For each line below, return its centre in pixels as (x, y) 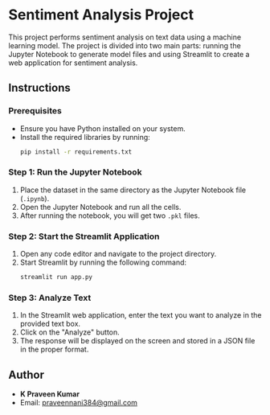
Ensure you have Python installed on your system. (103, 128)
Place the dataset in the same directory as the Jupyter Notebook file (133, 190)
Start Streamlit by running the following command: (103, 262)
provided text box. (50, 324)
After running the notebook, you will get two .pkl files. (110, 216)
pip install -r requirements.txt (76, 152)
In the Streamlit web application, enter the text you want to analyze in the (141, 315)
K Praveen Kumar (50, 394)
